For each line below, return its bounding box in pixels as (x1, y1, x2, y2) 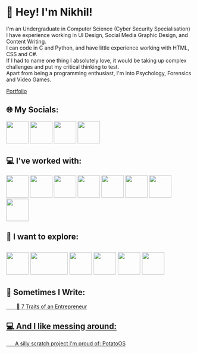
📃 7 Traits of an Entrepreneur (16, 303, 87, 310)
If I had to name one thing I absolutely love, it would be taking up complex (6, 57, 187, 64)
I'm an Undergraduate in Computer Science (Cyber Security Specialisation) (6, 25, 190, 32)
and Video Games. (6, 76, 52, 83)
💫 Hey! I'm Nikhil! (6, 5, 93, 19)
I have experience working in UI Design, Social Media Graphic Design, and (6, 31, 189, 38)
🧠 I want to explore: (6, 231, 79, 241)
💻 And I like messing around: (6, 321, 117, 331)
